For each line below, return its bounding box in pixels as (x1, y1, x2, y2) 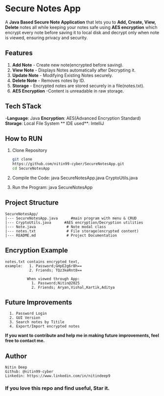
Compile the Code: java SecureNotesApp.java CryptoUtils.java (12, 175, 138, 181)
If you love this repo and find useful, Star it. (5, 385, 110, 392)
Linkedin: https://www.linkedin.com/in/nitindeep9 (5, 373, 111, 378)
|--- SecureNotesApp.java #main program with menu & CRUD (5, 216, 137, 221)
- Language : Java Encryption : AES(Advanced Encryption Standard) (5, 115, 141, 121)
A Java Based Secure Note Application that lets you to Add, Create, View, (5, 19, 156, 25)
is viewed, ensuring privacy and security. (5, 35, 88, 41)
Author (5, 352, 27, 360)
